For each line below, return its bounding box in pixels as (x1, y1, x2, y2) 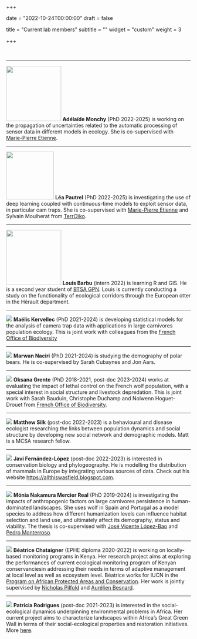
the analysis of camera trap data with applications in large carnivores (6, 322, 173, 329)
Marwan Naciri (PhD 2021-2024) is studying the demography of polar (13, 352, 183, 359)
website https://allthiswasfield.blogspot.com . (6, 474, 115, 481)
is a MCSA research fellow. (6, 437, 72, 444)
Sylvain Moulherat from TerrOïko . (6, 213, 87, 219)
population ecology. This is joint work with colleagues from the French (6, 329, 176, 335)
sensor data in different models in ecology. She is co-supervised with (6, 128, 174, 135)
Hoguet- (155, 395, 176, 402)
